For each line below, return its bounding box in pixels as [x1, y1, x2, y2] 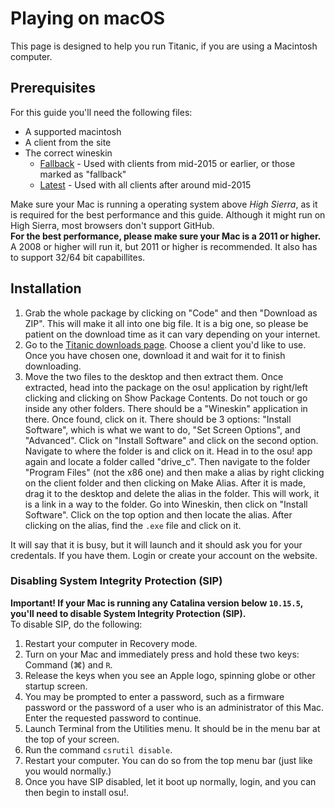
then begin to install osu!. [24, 786, 130, 798]
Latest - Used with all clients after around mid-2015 [39, 178, 252, 191]
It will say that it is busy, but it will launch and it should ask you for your [10, 538, 303, 551]
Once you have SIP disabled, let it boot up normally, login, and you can [24, 775, 317, 787]
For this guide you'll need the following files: [10, 106, 193, 118]
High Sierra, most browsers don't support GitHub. [10, 219, 215, 231]
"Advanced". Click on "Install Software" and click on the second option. [24, 434, 319, 446]
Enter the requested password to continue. [24, 712, 202, 724]
